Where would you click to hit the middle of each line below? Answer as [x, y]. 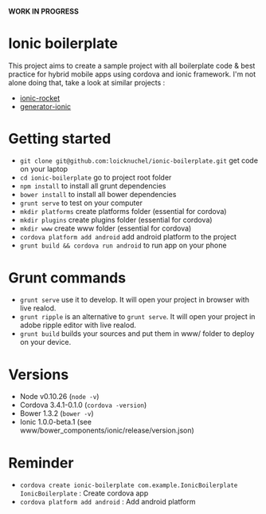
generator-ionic [45, 106]
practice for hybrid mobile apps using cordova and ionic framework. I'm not [132, 74]
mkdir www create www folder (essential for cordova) [106, 228]
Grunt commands [67, 277]
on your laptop [44, 169]
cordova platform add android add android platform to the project [128, 237]
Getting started [60, 138]
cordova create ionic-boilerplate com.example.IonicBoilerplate [129, 486]
